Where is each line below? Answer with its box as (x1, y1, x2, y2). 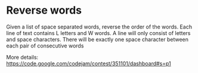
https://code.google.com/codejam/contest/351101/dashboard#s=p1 (6, 60, 171, 67)
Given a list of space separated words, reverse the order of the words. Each (6, 23, 193, 30)
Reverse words (6, 4, 82, 17)
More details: (6, 53, 39, 61)
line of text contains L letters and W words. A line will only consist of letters (6, 29, 191, 36)
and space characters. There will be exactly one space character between (6, 36, 189, 43)
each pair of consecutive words (6, 42, 84, 49)
